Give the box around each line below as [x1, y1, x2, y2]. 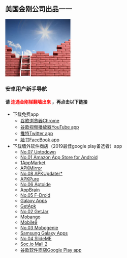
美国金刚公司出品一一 [5, 5, 72, 14]
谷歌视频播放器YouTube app [20, 124, 79, 130]
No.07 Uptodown [20, 148, 56, 154]
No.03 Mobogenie [20, 224, 58, 230]
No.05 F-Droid [20, 192, 51, 198]
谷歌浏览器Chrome [20, 117, 59, 123]
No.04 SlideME [20, 235, 52, 241]
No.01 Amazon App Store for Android [20, 154, 98, 160]
